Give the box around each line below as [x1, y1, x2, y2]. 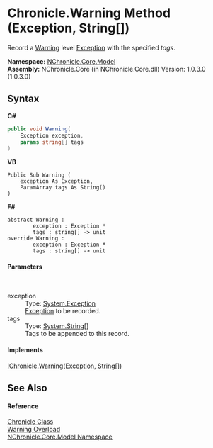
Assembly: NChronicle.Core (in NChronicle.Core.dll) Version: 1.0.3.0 [7, 65, 207, 73]
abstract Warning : [7, 216, 65, 224]
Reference [7, 402, 39, 410]
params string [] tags [20, 138, 84, 146]
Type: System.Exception [25, 299, 96, 308]
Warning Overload [7, 425, 61, 434]
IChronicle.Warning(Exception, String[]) [7, 362, 122, 370]
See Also [7, 382, 47, 394]
